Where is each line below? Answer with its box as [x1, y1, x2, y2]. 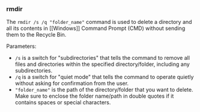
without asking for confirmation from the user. [14, 80, 129, 87]
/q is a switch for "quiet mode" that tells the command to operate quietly [14, 74, 194, 81]
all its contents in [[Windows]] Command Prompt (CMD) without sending [6, 25, 186, 32]
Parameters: [6, 43, 37, 50]
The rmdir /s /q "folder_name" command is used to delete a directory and [6, 19, 192, 26]
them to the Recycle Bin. [6, 31, 67, 38]
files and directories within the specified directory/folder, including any [14, 60, 190, 68]
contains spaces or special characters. [14, 99, 111, 106]
